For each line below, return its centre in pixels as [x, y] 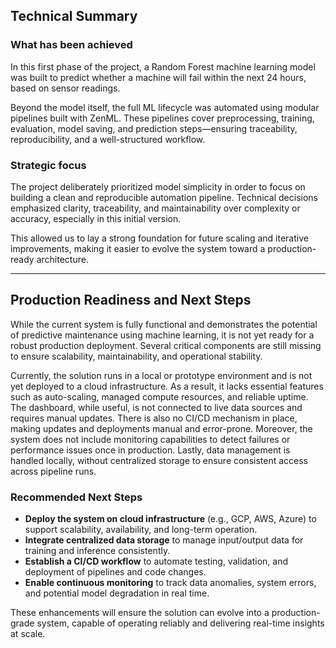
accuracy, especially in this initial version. [96, 218]
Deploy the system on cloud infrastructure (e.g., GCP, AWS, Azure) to [170, 519]
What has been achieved [71, 45]
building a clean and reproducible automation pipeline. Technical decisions [164, 197]
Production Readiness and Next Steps [131, 300]
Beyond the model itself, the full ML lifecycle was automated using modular [165, 107]
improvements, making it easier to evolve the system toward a [138, 248]
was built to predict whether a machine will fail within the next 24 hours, [158, 77]
